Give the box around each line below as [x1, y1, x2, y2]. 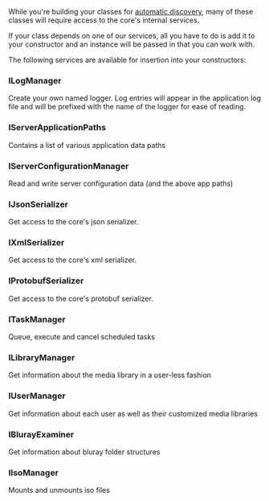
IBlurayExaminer [8, 429, 75, 440]
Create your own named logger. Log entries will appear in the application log [8, 93, 262, 103]
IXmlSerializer [8, 237, 65, 248]
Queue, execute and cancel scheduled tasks [8, 332, 155, 342]
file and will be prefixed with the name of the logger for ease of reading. [8, 102, 247, 112]
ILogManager [8, 75, 62, 86]
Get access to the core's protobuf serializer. [8, 294, 154, 303]
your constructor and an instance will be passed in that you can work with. [8, 39, 255, 49]
